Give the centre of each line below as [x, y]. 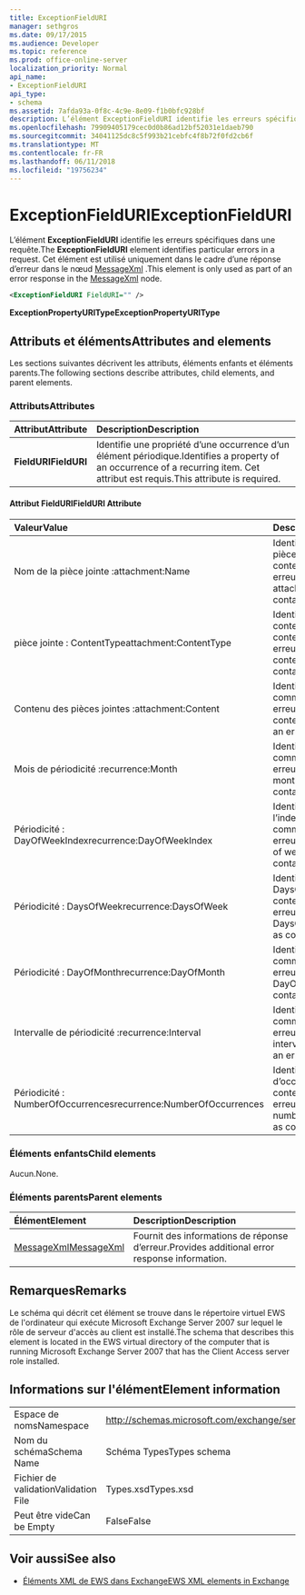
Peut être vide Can [52, 1515]
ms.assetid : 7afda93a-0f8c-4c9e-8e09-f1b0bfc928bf [107, 111]
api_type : [28, 94]
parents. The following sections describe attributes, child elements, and [142, 373]
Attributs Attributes [52, 405]
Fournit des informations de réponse [211, 1236]
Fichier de [35, 1478]
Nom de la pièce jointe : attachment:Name [102, 571]
